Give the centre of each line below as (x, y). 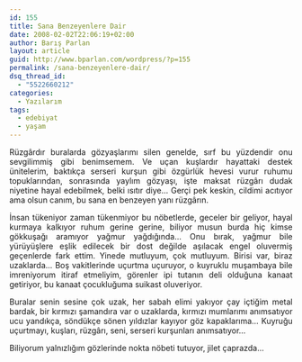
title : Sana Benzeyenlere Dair (68, 26)
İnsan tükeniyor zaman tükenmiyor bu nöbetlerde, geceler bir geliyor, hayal (151, 217)
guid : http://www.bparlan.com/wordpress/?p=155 (100, 59)
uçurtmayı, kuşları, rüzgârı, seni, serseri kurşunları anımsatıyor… (128, 330)
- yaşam (32, 127)
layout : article (40, 51)
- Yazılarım (40, 101)
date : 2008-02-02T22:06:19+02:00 (72, 34)
